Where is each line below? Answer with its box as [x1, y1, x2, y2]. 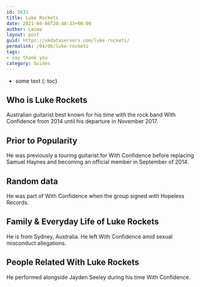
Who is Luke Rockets [6, 94, 87, 105]
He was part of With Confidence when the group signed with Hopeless [6, 192, 185, 199]
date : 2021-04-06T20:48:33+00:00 [6, 20, 92, 26]
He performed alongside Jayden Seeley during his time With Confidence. [6, 274, 191, 281]
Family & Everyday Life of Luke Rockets [6, 216, 159, 227]
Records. [6, 199, 29, 206]
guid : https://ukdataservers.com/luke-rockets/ [6, 37, 130, 44]
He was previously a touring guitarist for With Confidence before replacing [6, 151, 194, 159]
